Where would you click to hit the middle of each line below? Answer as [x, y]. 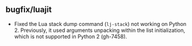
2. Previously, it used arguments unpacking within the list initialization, [100, 30]
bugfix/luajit [29, 10]
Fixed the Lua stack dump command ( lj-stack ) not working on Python [100, 24]
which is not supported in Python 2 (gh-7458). [71, 36]
